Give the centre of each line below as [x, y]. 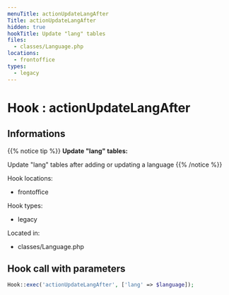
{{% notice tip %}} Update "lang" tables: [68, 151]
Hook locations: [30, 178]
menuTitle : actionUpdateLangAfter [58, 14]
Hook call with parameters [66, 269]
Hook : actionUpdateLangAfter [99, 108]
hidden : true [27, 27]
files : [17, 40]
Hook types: [25, 205]
